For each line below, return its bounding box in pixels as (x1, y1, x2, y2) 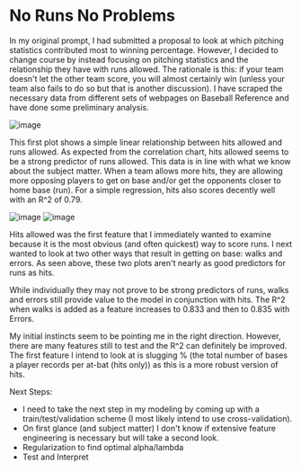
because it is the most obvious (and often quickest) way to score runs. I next (9, 238, 293, 249)
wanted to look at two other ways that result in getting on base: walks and (9, 248, 283, 259)
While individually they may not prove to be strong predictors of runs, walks (9, 284, 289, 295)
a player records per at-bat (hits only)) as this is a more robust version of (9, 359, 279, 369)
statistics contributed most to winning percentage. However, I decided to (9, 44, 279, 55)
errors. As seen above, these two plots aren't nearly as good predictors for (9, 257, 286, 268)
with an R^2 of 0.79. (9, 194, 83, 205)
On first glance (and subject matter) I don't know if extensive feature (22, 422, 277, 433)
